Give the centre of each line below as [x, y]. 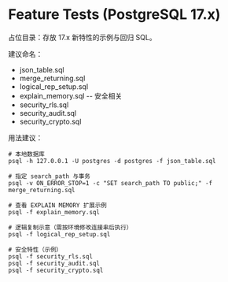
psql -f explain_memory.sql [54, 212]
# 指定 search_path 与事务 [49, 176]
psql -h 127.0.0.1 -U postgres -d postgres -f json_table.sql [112, 161]
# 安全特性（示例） [35, 250]
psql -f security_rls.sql [50, 256]
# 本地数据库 [26, 154]
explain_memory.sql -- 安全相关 [71, 95]
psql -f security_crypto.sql [56, 270]
